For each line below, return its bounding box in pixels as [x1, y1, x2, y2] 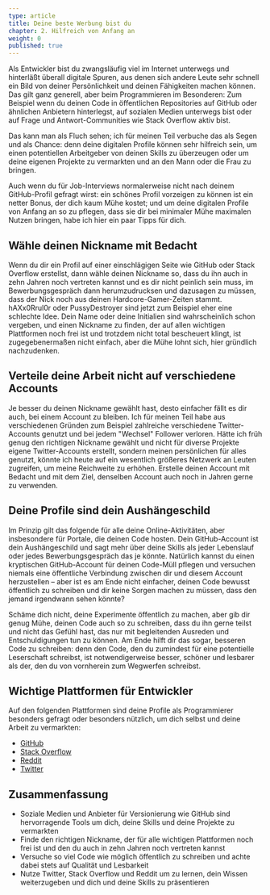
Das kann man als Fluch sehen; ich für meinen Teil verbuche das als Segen [8, 131, 258, 141]
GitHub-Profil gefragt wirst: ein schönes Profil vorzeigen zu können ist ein [8, 190, 254, 199]
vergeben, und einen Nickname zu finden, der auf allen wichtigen [8, 320, 226, 329]
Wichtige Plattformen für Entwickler [8, 684, 193, 698]
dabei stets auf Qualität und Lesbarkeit [19, 860, 149, 870]
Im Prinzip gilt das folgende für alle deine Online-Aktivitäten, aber [8, 525, 226, 535]
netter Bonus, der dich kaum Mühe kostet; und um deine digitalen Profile [8, 199, 249, 208]
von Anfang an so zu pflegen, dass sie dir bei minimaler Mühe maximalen [8, 207, 251, 216]
